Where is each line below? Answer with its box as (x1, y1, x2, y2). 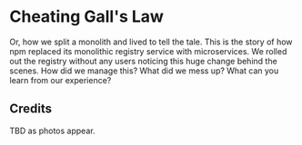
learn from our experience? (9, 74, 112, 85)
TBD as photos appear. (9, 125, 96, 136)
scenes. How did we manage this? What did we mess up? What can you (9, 65, 279, 76)
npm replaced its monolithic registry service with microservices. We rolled (9, 45, 287, 56)
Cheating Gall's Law (9, 6, 164, 27)
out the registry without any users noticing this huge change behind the (9, 55, 277, 66)
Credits (9, 101, 53, 117)
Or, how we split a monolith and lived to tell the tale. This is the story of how (9, 36, 293, 47)
